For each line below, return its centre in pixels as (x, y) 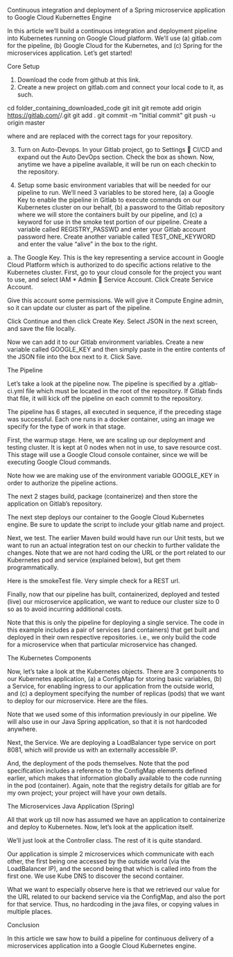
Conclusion (24, 925)
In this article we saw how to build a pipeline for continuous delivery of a (111, 938)
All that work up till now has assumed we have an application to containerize (116, 820)
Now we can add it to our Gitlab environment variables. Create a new (105, 342)
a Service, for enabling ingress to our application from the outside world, (111, 686)
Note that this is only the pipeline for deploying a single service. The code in (116, 622)
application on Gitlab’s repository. (55, 503)
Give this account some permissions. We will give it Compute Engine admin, (115, 300)
